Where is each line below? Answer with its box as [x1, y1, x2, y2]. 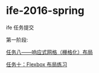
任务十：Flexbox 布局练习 [6, 61, 68, 68]
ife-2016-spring [6, 4, 84, 17]
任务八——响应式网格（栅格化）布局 [6, 48, 93, 56]
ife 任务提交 [6, 24, 34, 31]
